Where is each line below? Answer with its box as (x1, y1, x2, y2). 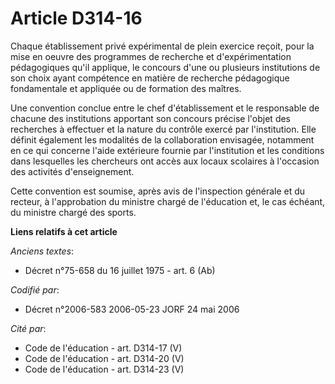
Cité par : (10, 322, 47, 334)
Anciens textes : (10, 245, 75, 257)
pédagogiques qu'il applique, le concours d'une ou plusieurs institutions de (10, 61, 321, 73)
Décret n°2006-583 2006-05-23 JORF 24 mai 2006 (24, 303, 240, 315)
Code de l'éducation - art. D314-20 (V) (24, 352, 185, 364)
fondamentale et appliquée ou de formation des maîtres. (10, 82, 242, 94)
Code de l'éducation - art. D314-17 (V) (24, 342, 183, 354)
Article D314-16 (10, 7, 143, 30)
